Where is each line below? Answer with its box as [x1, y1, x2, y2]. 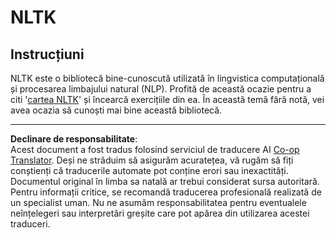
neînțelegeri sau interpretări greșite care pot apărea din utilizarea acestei [10, 207, 310, 219]
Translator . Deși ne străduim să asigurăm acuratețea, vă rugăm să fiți [10, 154, 294, 166]
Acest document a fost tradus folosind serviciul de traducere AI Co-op [10, 144, 300, 155]
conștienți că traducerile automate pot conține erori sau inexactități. [10, 165, 289, 176]
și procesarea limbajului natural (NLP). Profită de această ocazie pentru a [10, 83, 312, 95]
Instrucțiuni [10, 46, 85, 63]
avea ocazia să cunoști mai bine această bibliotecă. [10, 104, 223, 116]
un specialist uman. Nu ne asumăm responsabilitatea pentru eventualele [10, 197, 307, 208]
